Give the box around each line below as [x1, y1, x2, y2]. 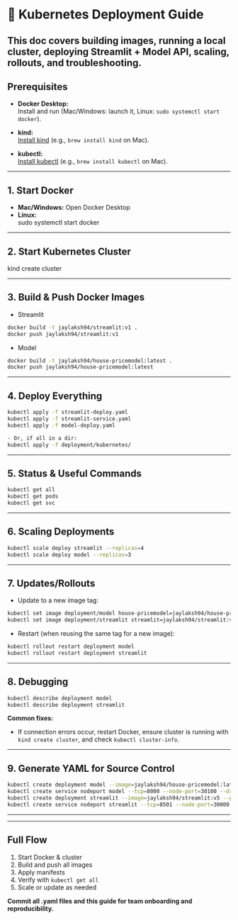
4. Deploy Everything [7, 390, 103, 402]
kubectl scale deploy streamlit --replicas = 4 [7, 544, 144, 551]
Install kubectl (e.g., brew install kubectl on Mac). [17, 157, 169, 166]
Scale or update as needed [17, 882, 97, 892]
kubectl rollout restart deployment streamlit [7, 649, 147, 656]
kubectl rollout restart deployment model [7, 643, 135, 651]
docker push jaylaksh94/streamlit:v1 [7, 330, 119, 337]
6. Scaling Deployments [7, 526, 115, 538]
